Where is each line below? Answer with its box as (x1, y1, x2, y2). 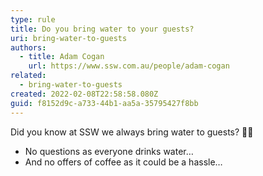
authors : (10, 42, 47, 53)
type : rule (10, 14, 56, 25)
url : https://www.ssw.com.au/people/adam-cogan (28, 61, 230, 71)
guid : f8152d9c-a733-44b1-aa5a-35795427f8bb (10, 98, 199, 108)
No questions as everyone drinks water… (24, 145, 194, 157)
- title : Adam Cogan (19, 52, 105, 62)
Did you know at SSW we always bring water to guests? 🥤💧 (10, 126, 254, 138)
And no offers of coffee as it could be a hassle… (24, 156, 223, 168)
